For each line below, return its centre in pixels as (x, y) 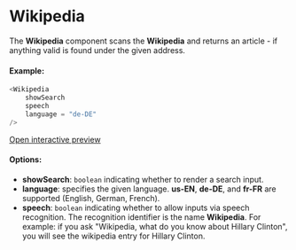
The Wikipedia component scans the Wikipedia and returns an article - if (144, 41)
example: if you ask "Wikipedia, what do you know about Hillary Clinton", (155, 226)
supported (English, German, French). (91, 198)
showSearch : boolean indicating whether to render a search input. (143, 179)
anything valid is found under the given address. (97, 50)
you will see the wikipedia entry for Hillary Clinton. (113, 236)
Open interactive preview (55, 139)
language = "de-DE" (61, 114)
